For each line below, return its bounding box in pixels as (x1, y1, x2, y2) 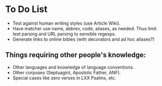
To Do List (5, 4, 48, 15)
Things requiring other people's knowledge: (5, 51, 146, 59)
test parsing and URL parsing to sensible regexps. (12, 31, 116, 37)
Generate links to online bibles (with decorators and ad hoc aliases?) (12, 36, 155, 42)
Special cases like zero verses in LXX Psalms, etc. (12, 74, 117, 81)
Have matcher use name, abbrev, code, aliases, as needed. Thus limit (12, 25, 157, 31)
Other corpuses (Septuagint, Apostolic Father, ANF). (12, 69, 121, 75)
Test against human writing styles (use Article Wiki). (12, 20, 121, 26)
